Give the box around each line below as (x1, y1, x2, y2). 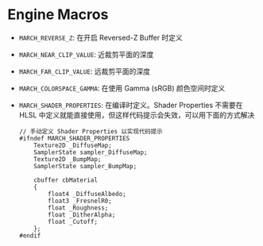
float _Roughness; (48, 204, 109, 212)
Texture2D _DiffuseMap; (33, 141, 112, 149)
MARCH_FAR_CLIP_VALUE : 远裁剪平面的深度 (18, 66, 150, 76)
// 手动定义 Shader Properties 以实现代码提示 (18, 127, 164, 136)
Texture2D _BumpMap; (33, 155, 102, 163)
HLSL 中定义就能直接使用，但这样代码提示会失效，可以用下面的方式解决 (18, 110, 255, 120)
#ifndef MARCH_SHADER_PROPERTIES (18, 134, 130, 142)
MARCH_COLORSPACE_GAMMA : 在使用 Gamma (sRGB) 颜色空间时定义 (18, 83, 226, 93)
